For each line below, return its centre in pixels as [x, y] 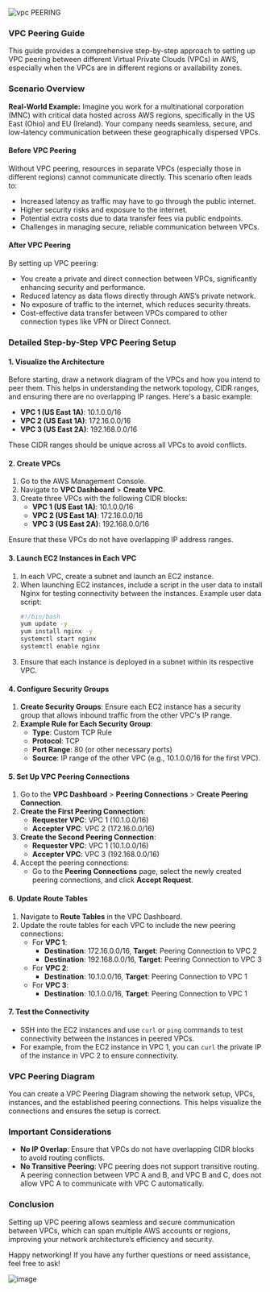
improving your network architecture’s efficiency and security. [111, 1239]
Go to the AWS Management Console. [83, 481]
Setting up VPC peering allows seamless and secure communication [122, 1222]
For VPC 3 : [50, 985]
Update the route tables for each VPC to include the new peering [128, 925]
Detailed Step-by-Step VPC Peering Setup [92, 342]
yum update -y [44, 624]
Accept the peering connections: [75, 863]
